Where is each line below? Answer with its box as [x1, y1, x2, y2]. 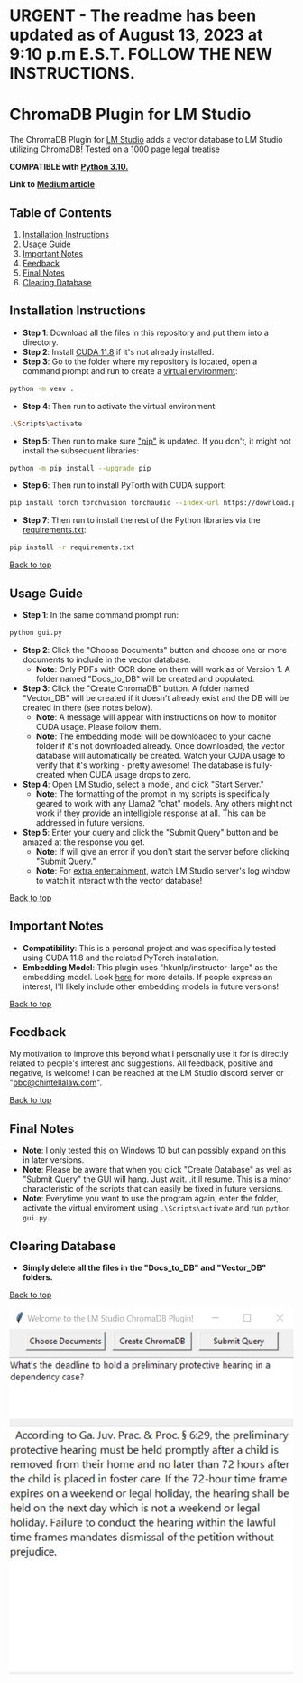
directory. [22, 336, 59, 348]
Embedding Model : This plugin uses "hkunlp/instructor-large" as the [22, 961, 278, 972]
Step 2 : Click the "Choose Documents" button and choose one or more [22, 644, 287, 655]
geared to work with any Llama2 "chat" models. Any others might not [35, 798, 293, 809]
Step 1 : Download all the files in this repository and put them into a [22, 327, 269, 338]
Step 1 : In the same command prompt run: [22, 609, 179, 620]
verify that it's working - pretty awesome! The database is [35, 760, 252, 771]
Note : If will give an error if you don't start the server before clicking [35, 846, 289, 856]
